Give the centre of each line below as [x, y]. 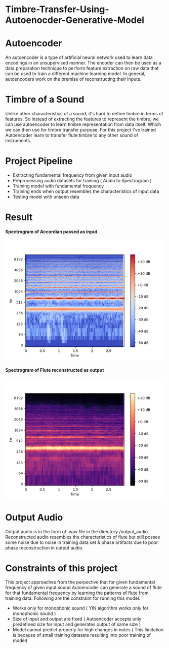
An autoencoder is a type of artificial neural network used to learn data [79, 57]
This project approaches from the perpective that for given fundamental [80, 582]
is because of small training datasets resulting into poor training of [81, 635]
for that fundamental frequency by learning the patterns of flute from [77, 593]
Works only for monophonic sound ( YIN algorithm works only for [80, 608]
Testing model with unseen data [46, 197]
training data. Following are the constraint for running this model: [73, 598]
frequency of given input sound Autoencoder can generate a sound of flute [83, 588]
